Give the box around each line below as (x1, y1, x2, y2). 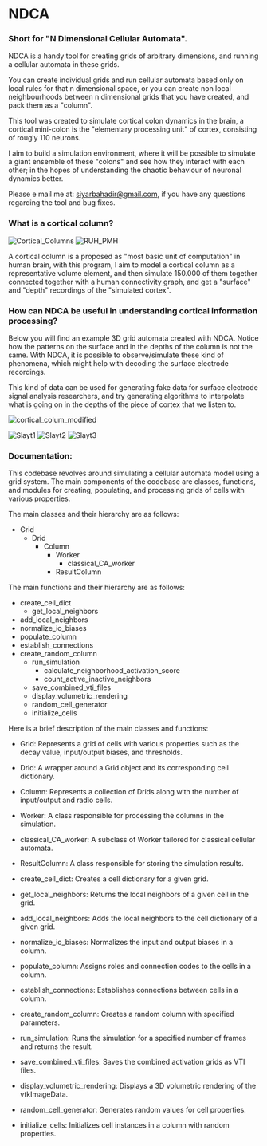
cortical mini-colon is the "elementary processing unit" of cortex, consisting (8, 124, 257, 134)
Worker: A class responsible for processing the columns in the (19, 811, 225, 821)
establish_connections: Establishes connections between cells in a (19, 986, 239, 995)
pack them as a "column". (8, 100, 93, 110)
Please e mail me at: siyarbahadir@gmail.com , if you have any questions (8, 189, 245, 199)
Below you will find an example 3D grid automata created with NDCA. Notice (8, 333, 259, 343)
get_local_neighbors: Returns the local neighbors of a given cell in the (19, 890, 249, 900)
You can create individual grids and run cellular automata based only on (8, 75, 245, 85)
